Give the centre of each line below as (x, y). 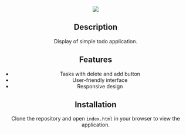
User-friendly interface (100, 80)
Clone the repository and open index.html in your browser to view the (96, 119)
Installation (96, 105)
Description (96, 27)
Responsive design (100, 86)
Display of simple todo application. (96, 41)
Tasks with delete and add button (100, 74)
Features (96, 60)
